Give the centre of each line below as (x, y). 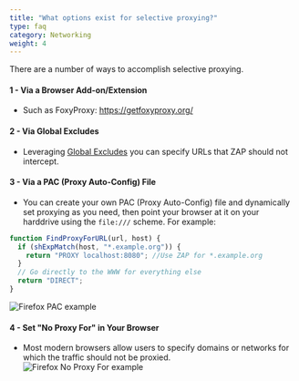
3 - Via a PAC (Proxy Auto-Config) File (83, 182)
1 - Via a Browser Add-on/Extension (78, 90)
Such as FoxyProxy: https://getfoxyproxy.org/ (108, 110)
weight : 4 (28, 43)
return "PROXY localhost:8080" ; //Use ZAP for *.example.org (144, 255)
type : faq (28, 26)
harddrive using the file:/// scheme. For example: (119, 221)
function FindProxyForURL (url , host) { (85, 238)
